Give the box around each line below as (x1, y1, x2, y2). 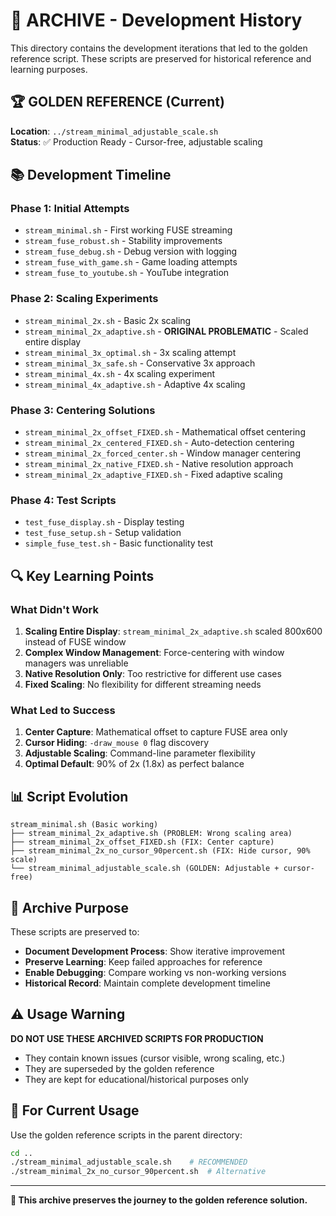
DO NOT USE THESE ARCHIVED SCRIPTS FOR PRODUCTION (10, 1032, 264, 1044)
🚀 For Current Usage (10, 1102, 140, 1119)
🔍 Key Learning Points (10, 567, 155, 584)
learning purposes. (10, 63, 88, 75)
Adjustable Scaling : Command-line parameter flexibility (24, 747, 256, 759)
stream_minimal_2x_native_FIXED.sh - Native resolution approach (24, 458, 294, 470)
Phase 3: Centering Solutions (10, 403, 156, 417)
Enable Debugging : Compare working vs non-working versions (24, 966, 287, 978)
